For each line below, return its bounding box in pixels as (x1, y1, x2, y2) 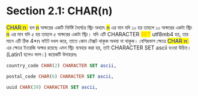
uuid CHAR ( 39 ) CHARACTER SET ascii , (6, 84, 98, 90)
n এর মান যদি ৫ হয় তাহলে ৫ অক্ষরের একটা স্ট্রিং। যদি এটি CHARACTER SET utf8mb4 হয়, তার (6, 30, 189, 38)
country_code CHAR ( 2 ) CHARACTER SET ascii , (6, 63, 117, 69)
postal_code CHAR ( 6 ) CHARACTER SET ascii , (6, 73, 114, 79)
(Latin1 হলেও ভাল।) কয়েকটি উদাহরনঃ (6, 51, 77, 58)
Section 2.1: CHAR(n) (6, 4, 113, 18)
